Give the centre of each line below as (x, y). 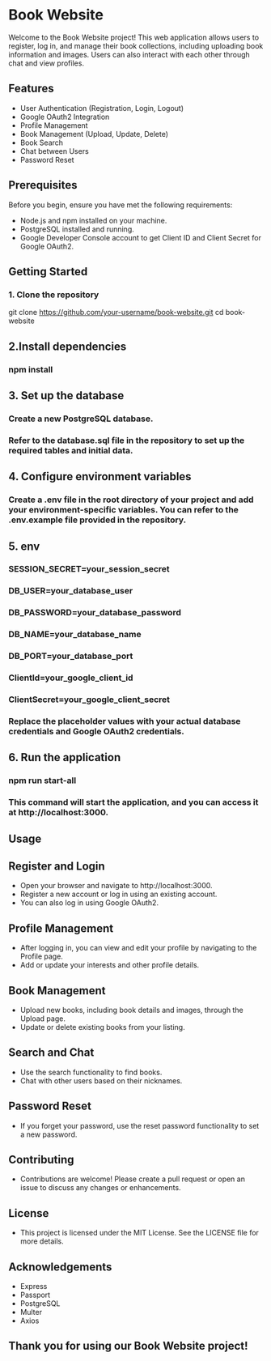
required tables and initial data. (71, 450)
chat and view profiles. (47, 63)
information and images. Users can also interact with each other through (129, 54)
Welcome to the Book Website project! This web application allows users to (134, 37)
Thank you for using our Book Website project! (128, 1346)
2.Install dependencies (68, 346)
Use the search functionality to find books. (91, 1072)
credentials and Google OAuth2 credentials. (96, 731)
